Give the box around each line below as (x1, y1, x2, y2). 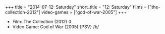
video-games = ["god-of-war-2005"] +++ (41, 9, 127, 15)
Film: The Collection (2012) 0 (12, 19, 72, 24)
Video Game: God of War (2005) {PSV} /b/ (12, 24, 99, 30)
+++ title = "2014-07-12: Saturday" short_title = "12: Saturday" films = (5, 4, 147, 10)
